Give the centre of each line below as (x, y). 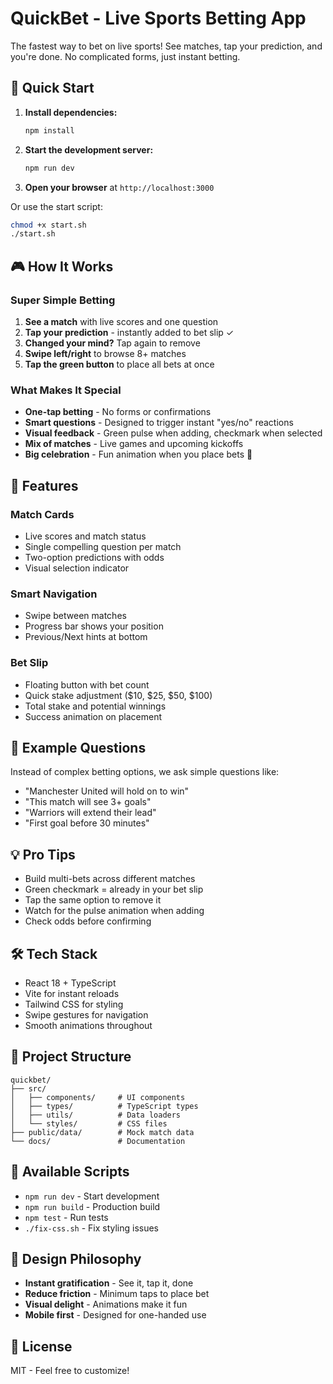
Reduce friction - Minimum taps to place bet (117, 1294)
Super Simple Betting (63, 300)
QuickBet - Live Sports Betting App (158, 18)
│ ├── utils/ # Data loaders (96, 1115)
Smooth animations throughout (88, 1025)
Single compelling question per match (103, 546)
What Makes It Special (66, 390)
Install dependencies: (71, 112)
